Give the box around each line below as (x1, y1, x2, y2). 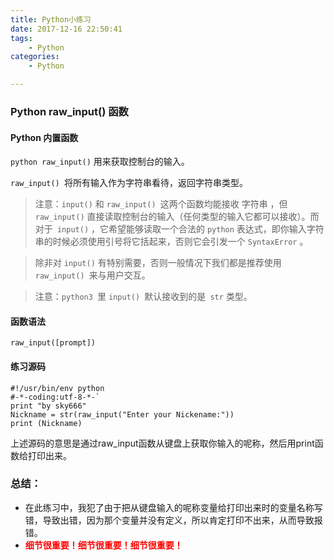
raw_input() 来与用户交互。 (34, 269, 151, 281)
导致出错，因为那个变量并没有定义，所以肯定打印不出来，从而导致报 (42, 514, 323, 526)
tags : (10, 33, 33, 43)
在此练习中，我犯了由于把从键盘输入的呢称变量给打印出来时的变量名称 (24, 501, 315, 513)
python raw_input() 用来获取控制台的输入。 (10, 156, 190, 168)
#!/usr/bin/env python (10, 383, 105, 393)
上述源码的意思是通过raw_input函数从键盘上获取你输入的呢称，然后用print (10, 437, 315, 449)
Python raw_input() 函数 (10, 104, 129, 118)
